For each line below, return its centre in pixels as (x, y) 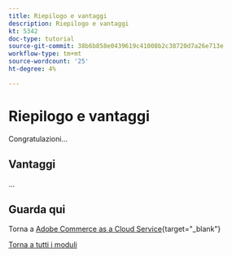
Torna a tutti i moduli (43, 245)
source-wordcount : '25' (49, 62)
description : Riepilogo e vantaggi (69, 24)
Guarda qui (37, 209)
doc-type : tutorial (42, 39)
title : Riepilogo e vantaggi (58, 16)
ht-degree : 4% (33, 69)
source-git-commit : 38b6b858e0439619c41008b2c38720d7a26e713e (116, 46)
